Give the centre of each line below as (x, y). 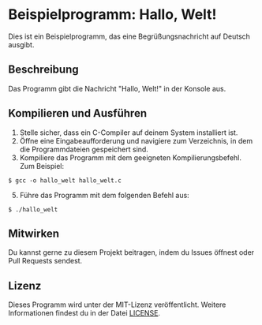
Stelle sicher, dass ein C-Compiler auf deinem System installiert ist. (129, 133)
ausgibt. (21, 44)
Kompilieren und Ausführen (78, 113)
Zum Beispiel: (42, 166)
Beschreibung (43, 70)
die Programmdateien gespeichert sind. (84, 149)
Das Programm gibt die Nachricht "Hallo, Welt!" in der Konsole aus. (117, 88)
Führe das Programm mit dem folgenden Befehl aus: (104, 195)
